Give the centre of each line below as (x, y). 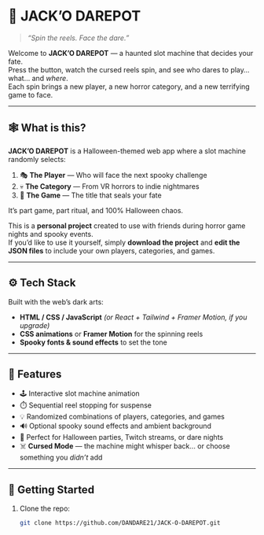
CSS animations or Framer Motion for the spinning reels (111, 334)
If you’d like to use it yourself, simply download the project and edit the (124, 242)
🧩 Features (35, 374)
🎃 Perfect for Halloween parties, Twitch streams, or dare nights (121, 437)
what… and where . (38, 78)
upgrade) (35, 325)
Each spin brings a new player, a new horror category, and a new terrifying (129, 87)
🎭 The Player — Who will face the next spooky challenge (113, 175)
